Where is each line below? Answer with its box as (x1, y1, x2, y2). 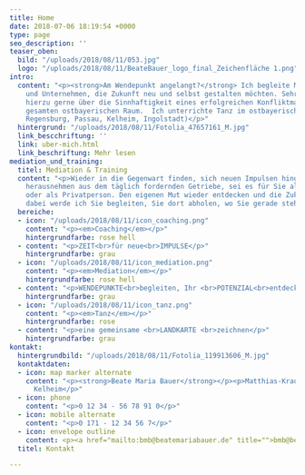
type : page (9, 30, 51, 39)
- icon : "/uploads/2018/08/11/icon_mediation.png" (17, 258, 213, 268)
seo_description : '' (9, 38, 88, 48)
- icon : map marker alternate (17, 368, 132, 377)
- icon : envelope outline (17, 427, 116, 436)
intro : (9, 73, 34, 82)
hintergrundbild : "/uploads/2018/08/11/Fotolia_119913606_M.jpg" (17, 351, 271, 360)
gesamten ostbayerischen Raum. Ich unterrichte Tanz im (25, 106, 246, 115)
